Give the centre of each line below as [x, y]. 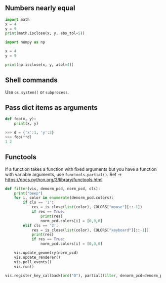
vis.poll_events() [33, 262]
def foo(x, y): [21, 119]
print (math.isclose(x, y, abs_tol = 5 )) [45, 33]
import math [17, 19]
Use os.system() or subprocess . [37, 92]
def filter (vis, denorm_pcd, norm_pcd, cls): [53, 189]
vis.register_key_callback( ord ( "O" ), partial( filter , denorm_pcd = [75, 276]
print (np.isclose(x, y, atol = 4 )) [40, 65]
